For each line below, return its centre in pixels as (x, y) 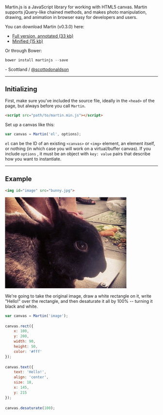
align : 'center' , (31, 377)
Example (18, 179)
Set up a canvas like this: (30, 125)
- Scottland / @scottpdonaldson (37, 69)
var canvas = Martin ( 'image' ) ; (37, 316)
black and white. (21, 306)
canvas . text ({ (19, 367)
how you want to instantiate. (33, 159)
